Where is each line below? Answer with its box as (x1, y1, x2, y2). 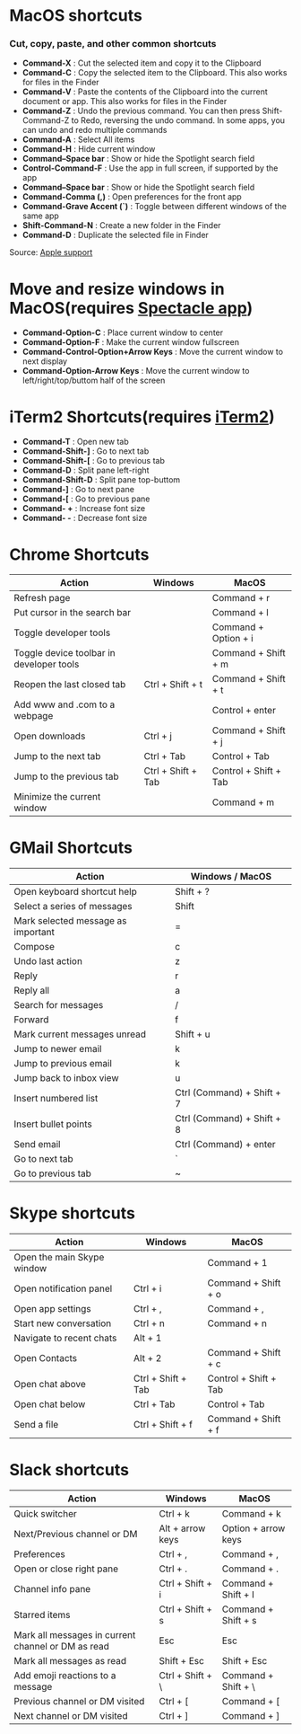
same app (21, 210, 60, 221)
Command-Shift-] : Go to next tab (21, 446, 150, 456)
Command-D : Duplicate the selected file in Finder (21, 230, 209, 241)
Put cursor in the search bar (13, 606, 132, 619)
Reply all (13, 985, 50, 997)
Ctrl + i (133, 1282, 162, 1295)
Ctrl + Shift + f (133, 1419, 193, 1431)
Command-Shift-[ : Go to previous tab (21, 456, 166, 466)
